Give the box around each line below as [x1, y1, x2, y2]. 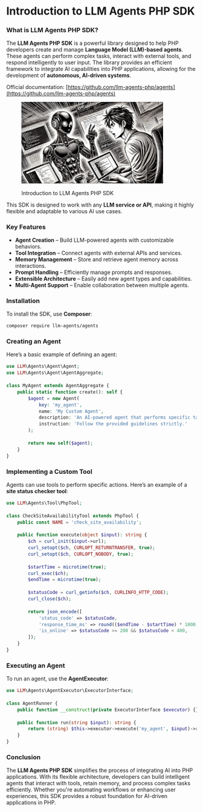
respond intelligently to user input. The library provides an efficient [6, 59, 172, 66]
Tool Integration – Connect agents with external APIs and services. [14, 250, 182, 256]
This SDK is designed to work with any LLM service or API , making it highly [6, 201, 195, 208]
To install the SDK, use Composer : [6, 310, 92, 318]
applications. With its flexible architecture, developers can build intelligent [6, 773, 190, 780]
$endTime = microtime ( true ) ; [28, 577, 101, 583]
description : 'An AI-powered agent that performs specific [38, 414, 190, 421]
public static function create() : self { [17, 389, 123, 395]
